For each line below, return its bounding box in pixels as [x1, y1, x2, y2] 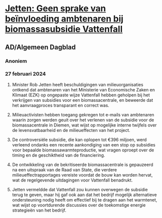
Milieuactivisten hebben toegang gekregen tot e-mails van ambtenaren [12, 111, 155, 117]
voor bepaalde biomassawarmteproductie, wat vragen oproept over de [12, 147, 154, 153]
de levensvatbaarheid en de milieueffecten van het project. [12, 127, 130, 133]
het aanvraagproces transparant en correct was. [12, 102, 109, 108]
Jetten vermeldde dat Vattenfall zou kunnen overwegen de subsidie [12, 186, 148, 192]
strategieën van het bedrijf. [12, 207, 67, 213]
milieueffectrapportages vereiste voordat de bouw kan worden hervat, [12, 172, 153, 178]
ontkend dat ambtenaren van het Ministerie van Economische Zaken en [12, 87, 155, 92]
